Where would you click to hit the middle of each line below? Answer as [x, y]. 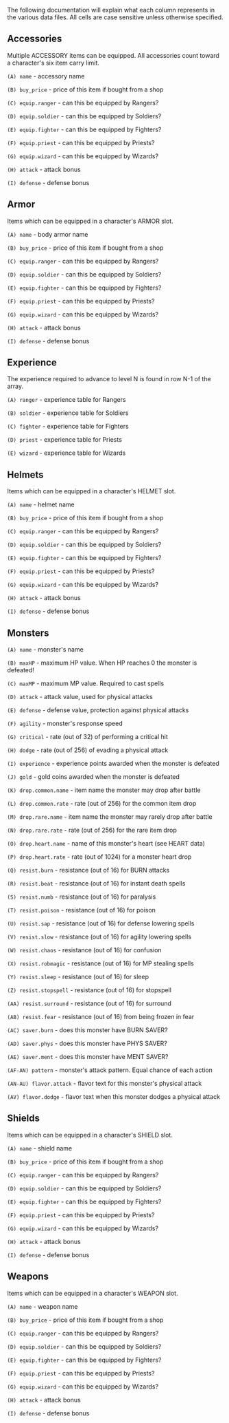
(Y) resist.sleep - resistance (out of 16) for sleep [78, 977]
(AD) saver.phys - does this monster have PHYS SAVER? [87, 1044]
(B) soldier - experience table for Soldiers [68, 413]
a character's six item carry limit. [53, 63]
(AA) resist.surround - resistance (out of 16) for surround [89, 1003]
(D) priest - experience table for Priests [64, 440]
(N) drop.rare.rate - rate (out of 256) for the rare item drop [92, 830]
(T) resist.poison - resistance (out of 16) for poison [82, 910]
